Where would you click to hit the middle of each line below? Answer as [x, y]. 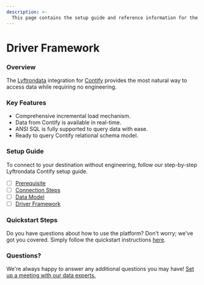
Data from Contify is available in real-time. [68, 122]
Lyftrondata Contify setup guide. [47, 171]
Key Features [27, 103]
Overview [21, 67]
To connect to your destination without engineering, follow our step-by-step [102, 165]
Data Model [30, 197]
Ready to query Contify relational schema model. [77, 136]
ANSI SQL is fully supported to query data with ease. [82, 129]
